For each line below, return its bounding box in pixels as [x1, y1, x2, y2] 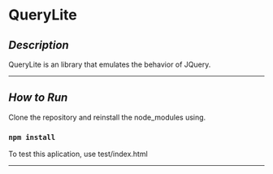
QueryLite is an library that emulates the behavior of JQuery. [8, 59, 211, 69]
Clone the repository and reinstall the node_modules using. [8, 112, 206, 122]
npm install [8, 133, 56, 141]
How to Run [8, 91, 68, 105]
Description [8, 38, 69, 52]
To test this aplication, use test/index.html [8, 149, 148, 159]
